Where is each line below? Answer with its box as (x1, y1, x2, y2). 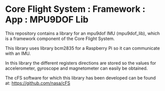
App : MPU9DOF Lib (5, 14, 88, 25)
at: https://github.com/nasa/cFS (5, 80, 71, 86)
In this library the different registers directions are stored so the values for (5, 60, 157, 66)
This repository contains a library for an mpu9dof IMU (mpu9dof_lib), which (5, 30, 160, 36)
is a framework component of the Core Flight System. (5, 36, 115, 42)
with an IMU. (5, 50, 31, 56)
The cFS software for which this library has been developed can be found (5, 75, 156, 81)
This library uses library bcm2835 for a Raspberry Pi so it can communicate (5, 45, 160, 51)
